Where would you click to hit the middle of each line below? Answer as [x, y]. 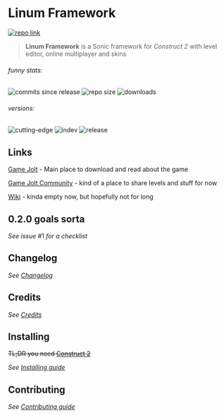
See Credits [25, 314]
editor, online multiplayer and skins [76, 54]
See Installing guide [37, 367]
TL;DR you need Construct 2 [49, 354]
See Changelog [31, 275]
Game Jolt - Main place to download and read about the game [98, 169]
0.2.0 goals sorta [46, 219]
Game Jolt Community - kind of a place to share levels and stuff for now [113, 183]
